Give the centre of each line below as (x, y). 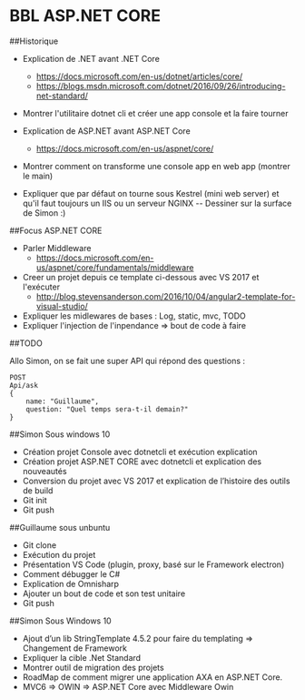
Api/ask (24, 385)
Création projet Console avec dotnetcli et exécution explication (140, 451)
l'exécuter (41, 287)
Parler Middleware (57, 248)
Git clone (39, 545)
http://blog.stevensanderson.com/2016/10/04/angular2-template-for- (166, 296)
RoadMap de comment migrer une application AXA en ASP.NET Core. (152, 677)
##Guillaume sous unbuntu (60, 527)
